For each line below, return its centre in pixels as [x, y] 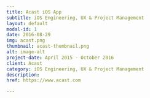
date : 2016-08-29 [29, 35]
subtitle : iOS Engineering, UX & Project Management [75, 18]
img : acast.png [26, 40]
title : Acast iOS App [34, 12]
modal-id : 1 [22, 29]
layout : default [27, 23]
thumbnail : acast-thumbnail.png [48, 47]
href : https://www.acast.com [44, 80]
